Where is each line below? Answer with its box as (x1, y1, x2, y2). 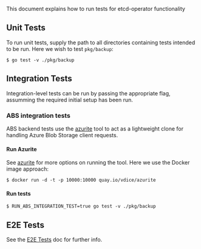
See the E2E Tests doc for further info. (6, 236, 103, 244)
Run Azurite (6, 145, 38, 152)
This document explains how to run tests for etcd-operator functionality (6, 5, 185, 12)
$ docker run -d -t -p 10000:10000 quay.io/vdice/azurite (6, 177, 156, 183)
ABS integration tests (6, 111, 71, 120)
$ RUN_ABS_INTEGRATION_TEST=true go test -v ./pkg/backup (6, 203, 156, 210)
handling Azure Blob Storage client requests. (6, 131, 118, 138)
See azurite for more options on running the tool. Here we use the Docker (6, 159, 190, 166)
